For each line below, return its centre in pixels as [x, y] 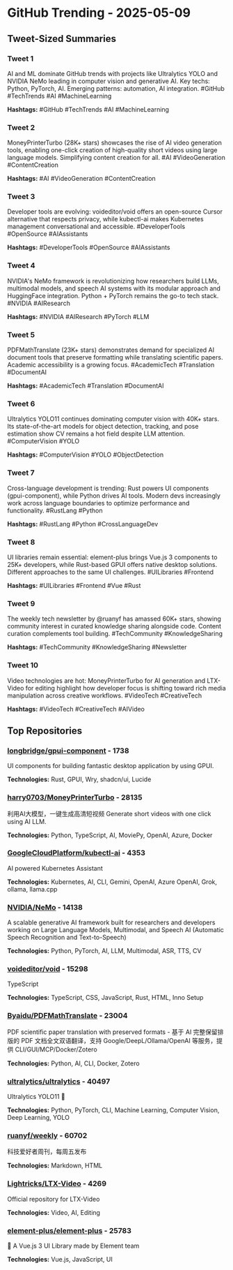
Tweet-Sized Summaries [62, 39]
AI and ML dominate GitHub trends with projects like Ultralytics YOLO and [112, 73]
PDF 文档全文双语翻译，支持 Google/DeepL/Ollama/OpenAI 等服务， [119, 1040]
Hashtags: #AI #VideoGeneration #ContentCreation [82, 179]
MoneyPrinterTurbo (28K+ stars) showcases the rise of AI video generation [115, 143]
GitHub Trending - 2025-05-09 [99, 13]
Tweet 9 [21, 603]
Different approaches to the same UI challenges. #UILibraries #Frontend [111, 572]
